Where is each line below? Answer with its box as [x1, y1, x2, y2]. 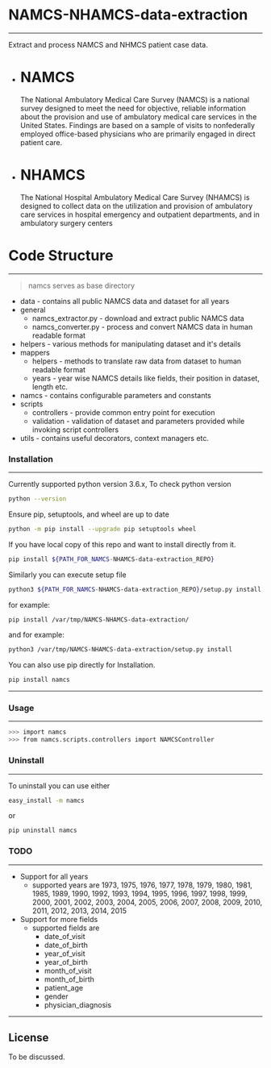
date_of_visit [44, 931, 86, 941]
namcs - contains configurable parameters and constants [19, 390, 211, 400]
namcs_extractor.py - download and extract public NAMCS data [31, 313, 244, 323]
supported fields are [31, 923, 100, 933]
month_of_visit [44, 966, 92, 975]
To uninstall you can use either [8, 780, 110, 791]
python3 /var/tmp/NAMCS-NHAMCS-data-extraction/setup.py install [8, 646, 232, 654]
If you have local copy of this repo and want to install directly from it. [8, 539, 236, 549]
